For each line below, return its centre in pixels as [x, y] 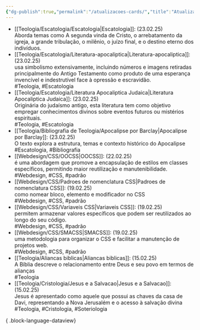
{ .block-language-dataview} [41, 320]
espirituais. [28, 118]
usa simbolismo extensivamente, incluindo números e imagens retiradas [103, 67]
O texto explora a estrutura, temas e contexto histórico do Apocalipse [100, 143]
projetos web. [31, 245]
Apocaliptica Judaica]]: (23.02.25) [56, 99]
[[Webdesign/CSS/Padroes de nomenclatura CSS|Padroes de [90, 181]
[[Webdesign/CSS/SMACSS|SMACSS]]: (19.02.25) [76, 232]
